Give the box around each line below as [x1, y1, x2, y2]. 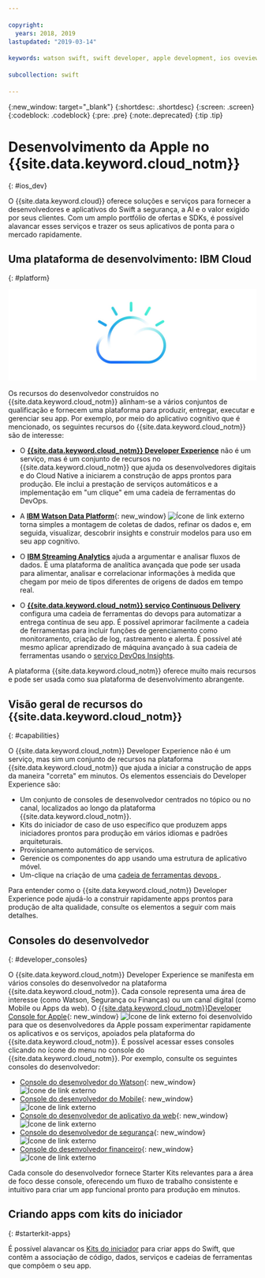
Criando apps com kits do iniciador [8, 1208, 183, 1221]
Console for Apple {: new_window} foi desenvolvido [8, 1012, 252, 1022]
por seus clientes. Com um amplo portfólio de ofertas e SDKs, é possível [8, 213, 244, 222]
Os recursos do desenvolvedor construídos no [8, 389, 159, 398]
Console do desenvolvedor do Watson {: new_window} [19, 1078, 196, 1087]
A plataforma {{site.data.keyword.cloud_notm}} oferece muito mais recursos [8, 667, 256, 676]
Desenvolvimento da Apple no [8, 138, 210, 155]
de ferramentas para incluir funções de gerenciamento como [19, 626, 218, 635]
